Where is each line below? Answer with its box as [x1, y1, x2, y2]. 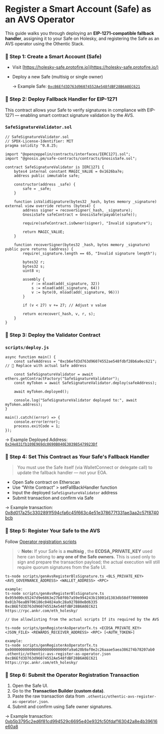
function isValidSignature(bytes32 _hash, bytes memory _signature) [14, 199, 157, 204]
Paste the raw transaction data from [12, 693, 85, 699]
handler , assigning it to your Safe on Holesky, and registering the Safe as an [5, 36, 160, 41]
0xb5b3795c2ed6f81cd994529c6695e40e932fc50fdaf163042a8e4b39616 [5, 718, 158, 724]
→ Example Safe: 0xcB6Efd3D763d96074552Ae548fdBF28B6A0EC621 [12, 83, 140, 89]
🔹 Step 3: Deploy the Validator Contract [5, 331, 101, 338]
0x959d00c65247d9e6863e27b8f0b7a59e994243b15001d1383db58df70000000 [5, 595, 148, 600]
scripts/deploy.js [5, 344, 49, 350]
